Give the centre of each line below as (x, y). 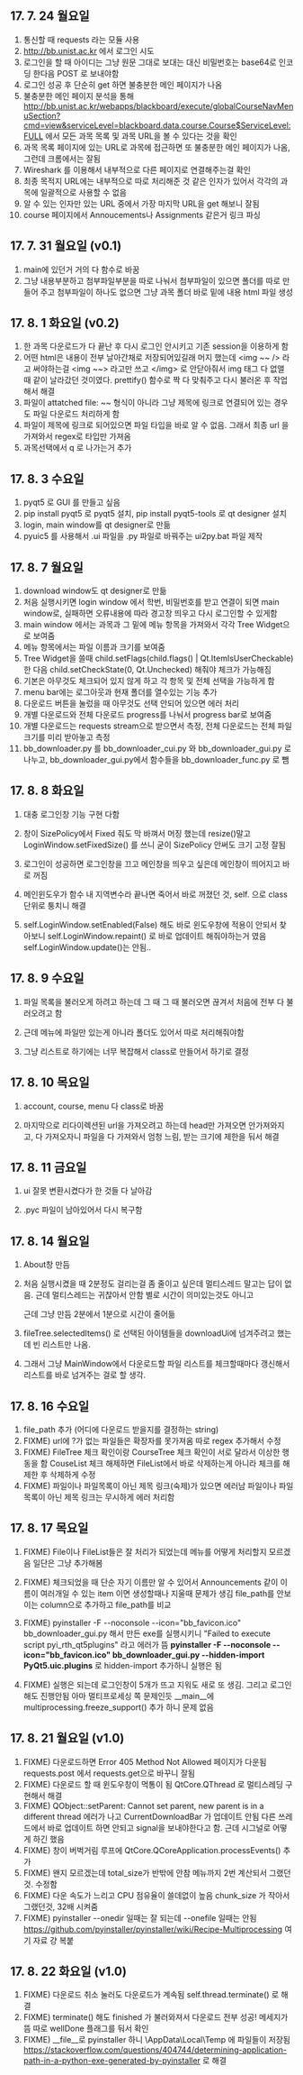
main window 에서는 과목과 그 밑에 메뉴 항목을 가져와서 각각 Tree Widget (153, 625)
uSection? (42, 115)
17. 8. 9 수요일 (47, 978)
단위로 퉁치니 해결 (54, 905)
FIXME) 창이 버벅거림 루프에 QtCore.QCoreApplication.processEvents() (152, 1850)
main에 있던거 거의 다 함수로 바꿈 (81, 270)
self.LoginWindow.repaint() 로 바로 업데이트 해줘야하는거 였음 (157, 936)
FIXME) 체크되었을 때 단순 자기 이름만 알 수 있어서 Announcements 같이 (151, 1582)
